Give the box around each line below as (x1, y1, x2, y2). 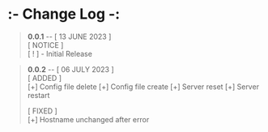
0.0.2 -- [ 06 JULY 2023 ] (27, 64, 114, 74)
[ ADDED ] (27, 73, 62, 83)
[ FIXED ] (27, 106, 57, 116)
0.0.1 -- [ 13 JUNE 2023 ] (27, 32, 112, 41)
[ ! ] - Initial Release (27, 49, 92, 58)
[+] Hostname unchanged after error (27, 114, 150, 124)
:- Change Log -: (7, 5, 121, 23)
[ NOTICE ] (27, 40, 64, 49)
